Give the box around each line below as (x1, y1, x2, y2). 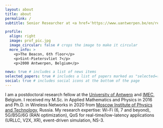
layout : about (5, 7, 34, 12)
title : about (5, 12, 32, 16)
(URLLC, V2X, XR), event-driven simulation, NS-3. (5, 117, 104, 123)
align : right (9, 34, 36, 39)
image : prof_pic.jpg (9, 38, 51, 43)
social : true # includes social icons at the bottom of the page (5, 78, 140, 84)
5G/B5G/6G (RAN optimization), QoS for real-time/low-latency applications (5, 112, 154, 118)
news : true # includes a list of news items (5, 70, 97, 74)
